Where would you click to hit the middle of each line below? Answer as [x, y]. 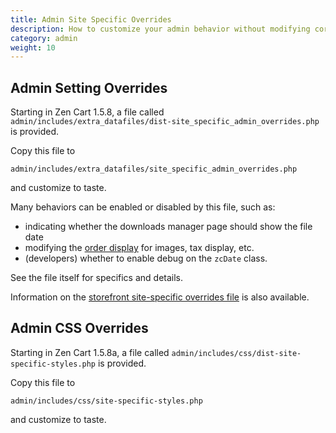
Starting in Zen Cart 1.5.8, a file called [87, 112]
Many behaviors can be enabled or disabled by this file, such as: [143, 207]
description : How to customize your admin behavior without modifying [160, 29]
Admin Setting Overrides [89, 87]
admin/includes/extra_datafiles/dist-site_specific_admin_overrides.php [165, 122]
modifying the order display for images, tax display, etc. [139, 248]
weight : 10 [33, 47]
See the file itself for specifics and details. [97, 278]
